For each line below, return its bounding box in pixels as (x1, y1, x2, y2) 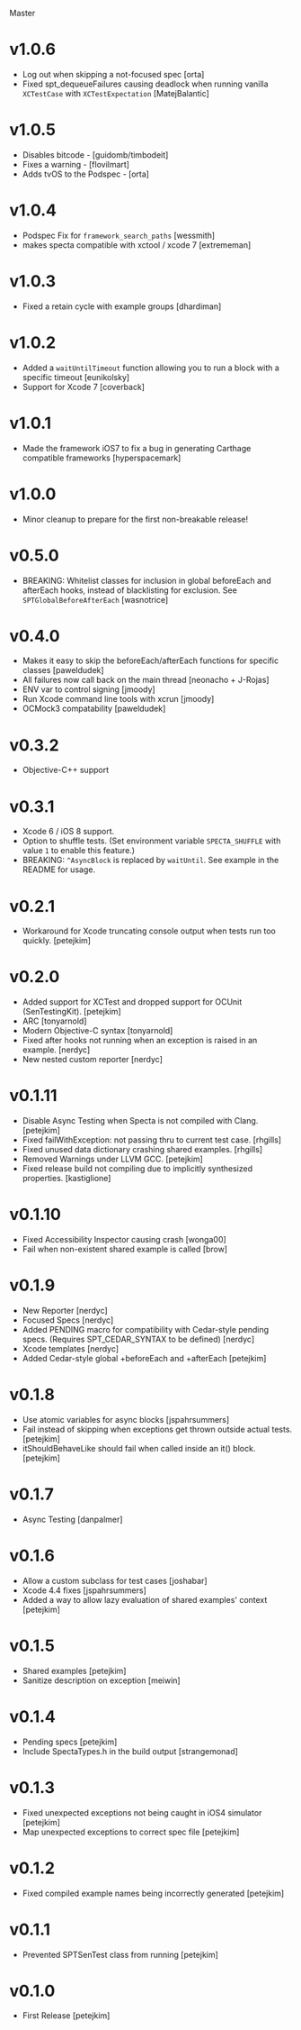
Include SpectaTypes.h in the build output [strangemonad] (22, 1745, 238, 1756)
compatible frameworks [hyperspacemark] (22, 452, 181, 463)
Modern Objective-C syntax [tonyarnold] (22, 1025, 173, 1036)
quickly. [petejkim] (22, 935, 92, 946)
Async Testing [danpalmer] (22, 1514, 123, 1525)
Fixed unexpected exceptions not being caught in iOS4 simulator (22, 1807, 262, 1818)
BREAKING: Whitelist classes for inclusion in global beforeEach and (22, 575, 271, 586)
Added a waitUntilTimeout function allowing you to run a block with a (22, 362, 280, 373)
